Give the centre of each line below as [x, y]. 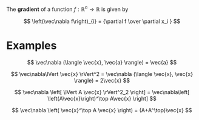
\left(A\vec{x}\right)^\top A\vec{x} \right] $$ [102, 98]
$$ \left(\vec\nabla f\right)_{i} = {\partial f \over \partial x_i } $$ [102, 21]
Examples [32, 46]
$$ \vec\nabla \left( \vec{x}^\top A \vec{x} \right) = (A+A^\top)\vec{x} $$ [102, 110]
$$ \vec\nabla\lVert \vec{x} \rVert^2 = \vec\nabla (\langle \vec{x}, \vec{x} [102, 74]
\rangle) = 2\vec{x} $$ [102, 80]
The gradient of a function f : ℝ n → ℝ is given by [67, 9]
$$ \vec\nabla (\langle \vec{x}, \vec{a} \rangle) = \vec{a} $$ [102, 62]
